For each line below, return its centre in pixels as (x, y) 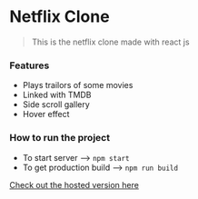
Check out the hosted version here (74, 184)
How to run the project (60, 138)
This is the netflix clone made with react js (110, 42)
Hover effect (46, 114)
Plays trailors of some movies (78, 85)
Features (30, 65)
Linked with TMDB (57, 95)
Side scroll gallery (56, 104)
